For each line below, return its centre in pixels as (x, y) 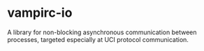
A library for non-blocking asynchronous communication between (102, 32)
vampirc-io (40, 13)
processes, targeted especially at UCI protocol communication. (98, 39)
